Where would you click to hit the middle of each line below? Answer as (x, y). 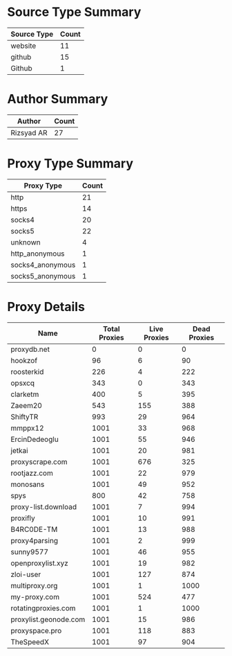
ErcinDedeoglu (35, 439)
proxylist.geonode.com (48, 619)
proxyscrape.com (39, 461)
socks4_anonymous (43, 265)
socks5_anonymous (43, 276)
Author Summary (58, 99)
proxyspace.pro (36, 630)
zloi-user (26, 574)
